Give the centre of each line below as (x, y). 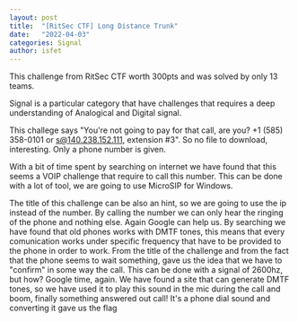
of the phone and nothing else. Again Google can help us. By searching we (148, 222)
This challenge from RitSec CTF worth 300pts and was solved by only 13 (144, 76)
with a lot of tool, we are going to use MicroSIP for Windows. (121, 186)
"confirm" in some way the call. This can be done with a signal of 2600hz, (146, 270)
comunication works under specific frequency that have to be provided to (145, 241)
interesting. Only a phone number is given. (88, 150)
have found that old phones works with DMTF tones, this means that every (147, 232)
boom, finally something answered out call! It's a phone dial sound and (140, 299)
